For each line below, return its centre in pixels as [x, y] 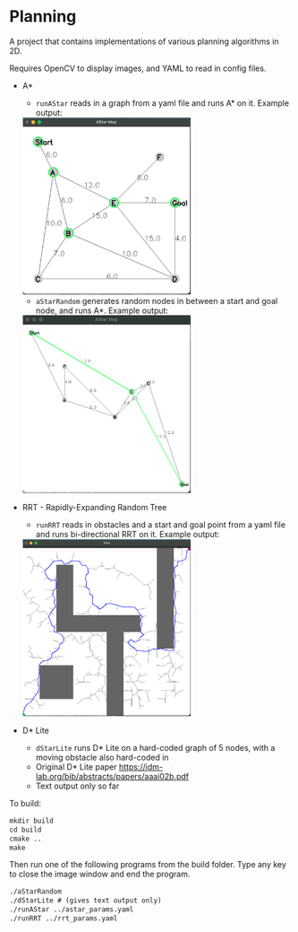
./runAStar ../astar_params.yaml [72, 910]
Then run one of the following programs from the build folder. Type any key [148, 865]
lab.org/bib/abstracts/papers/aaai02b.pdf [112, 777]
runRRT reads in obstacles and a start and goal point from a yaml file [161, 524]
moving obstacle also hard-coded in [102, 758]
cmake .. [26, 839]
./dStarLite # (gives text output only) [86, 901]
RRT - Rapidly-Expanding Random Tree [94, 507]
